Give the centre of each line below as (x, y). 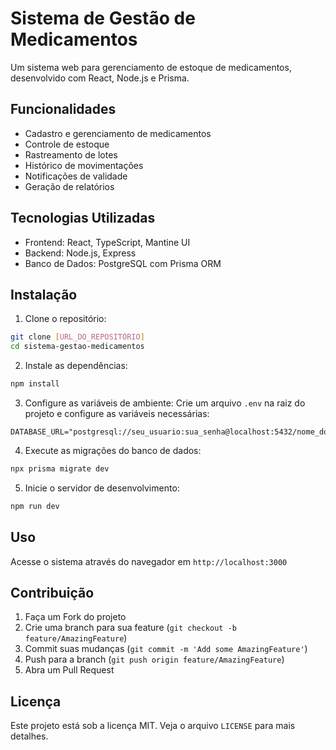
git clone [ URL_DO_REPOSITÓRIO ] (77, 337)
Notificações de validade (76, 176)
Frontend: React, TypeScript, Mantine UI (107, 242)
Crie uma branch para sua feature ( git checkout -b (130, 628)
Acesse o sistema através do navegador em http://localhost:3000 (149, 561)
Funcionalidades (63, 109)
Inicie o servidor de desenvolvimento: (102, 488)
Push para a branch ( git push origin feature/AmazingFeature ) (154, 659)
